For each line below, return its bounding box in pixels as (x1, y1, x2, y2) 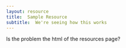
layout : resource (6, 8, 49, 15)
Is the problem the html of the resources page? (6, 36, 121, 43)
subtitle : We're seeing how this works (6, 19, 108, 25)
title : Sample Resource (6, 14, 67, 20)
